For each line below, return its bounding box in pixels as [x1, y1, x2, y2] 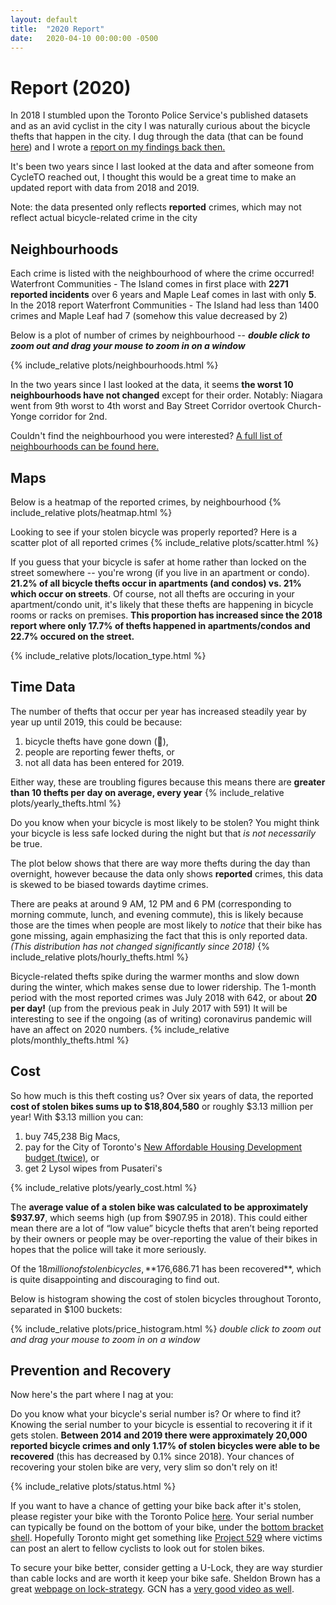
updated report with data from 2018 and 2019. [10, 182, 200, 194]
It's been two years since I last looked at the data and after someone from [10, 161, 315, 173]
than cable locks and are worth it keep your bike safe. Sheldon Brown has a [10, 1572, 321, 1585]
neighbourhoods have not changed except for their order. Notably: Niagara [10, 389, 323, 401]
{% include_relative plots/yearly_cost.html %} [10, 1181, 198, 1193]
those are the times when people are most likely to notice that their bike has [10, 919, 323, 931]
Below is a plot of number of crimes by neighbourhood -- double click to [10, 329, 311, 341]
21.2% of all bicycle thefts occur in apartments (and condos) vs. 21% [10, 577, 302, 589]
